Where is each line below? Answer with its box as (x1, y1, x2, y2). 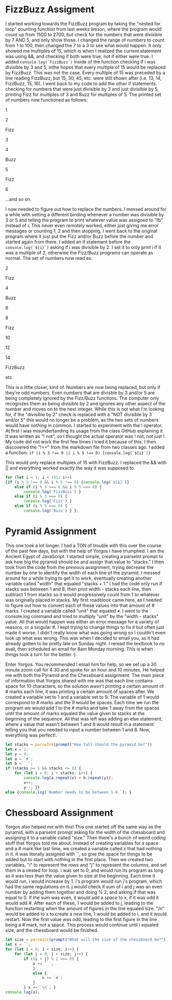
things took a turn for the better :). (5, 651, 77, 657)
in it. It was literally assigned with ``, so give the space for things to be (5, 851, 153, 857)
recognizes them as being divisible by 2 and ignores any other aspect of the (5, 400, 166, 406)
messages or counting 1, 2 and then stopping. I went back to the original (5, 228, 158, 234)
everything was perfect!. (5, 732, 57, 738)
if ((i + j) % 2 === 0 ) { (24, 956, 79, 962)
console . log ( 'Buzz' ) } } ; (24, 508, 79, 514)
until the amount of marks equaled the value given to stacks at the (5, 710, 145, 716)
